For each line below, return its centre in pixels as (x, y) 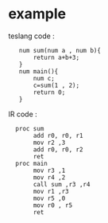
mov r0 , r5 (53, 205)
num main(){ (39, 71)
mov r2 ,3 (49, 143)
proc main (31, 163)
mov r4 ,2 (49, 177)
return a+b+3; (56, 57)
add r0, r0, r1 (58, 135)
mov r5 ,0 (49, 198)
